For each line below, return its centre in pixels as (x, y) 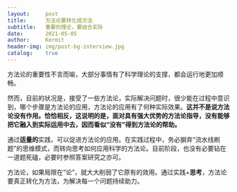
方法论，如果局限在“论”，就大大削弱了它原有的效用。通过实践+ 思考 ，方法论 (117, 172)
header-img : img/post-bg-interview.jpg (66, 47)
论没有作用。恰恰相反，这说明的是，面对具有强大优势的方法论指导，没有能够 (119, 115)
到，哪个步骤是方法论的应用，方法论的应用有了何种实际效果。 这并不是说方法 (119, 107)
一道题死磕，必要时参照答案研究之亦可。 (66, 157)
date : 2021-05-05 (42, 34)
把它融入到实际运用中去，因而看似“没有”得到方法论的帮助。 (94, 124)
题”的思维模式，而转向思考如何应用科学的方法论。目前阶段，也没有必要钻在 (117, 148)
